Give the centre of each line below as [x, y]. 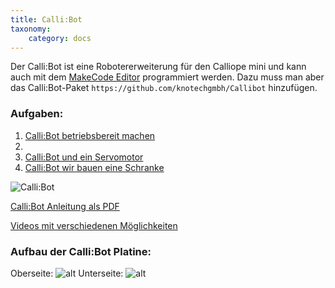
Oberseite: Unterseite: [67, 273]
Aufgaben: [37, 114]
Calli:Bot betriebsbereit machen [90, 135]
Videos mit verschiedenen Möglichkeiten [94, 225]
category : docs [60, 38]
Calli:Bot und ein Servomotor [84, 157]
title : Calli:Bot [46, 19]
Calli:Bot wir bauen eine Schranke [94, 167]
